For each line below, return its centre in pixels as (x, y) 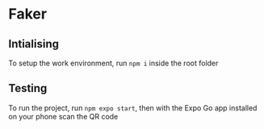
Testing (28, 88)
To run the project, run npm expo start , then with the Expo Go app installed (133, 108)
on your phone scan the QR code (63, 116)
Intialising (34, 44)
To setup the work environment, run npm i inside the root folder (113, 63)
